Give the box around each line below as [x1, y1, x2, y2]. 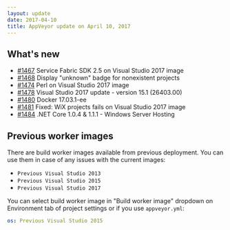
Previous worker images [7, 130, 114, 141]
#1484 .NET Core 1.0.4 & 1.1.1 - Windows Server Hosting [17, 111, 176, 119]
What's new [7, 48, 60, 60]
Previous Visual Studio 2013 [17, 170, 101, 177]
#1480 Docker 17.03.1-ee [17, 95, 87, 104]
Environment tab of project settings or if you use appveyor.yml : [7, 204, 185, 212]
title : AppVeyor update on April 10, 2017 [7, 23, 131, 30]
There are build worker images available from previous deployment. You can [7, 148, 224, 157]
